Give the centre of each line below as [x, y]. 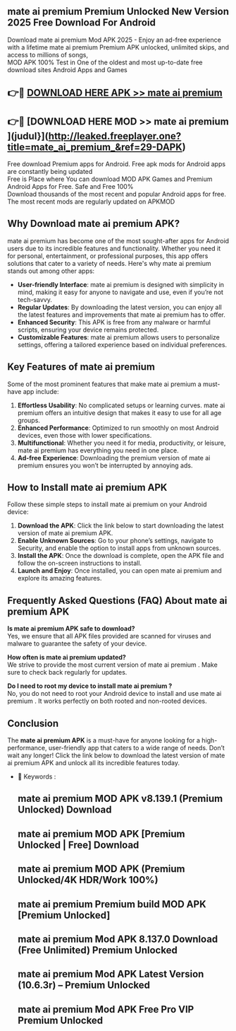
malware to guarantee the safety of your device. [77, 643]
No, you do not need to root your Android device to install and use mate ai [114, 694]
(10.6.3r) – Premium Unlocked [83, 985]
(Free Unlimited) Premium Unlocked [97, 950]
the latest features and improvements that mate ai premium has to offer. [121, 315]
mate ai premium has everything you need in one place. [98, 450]
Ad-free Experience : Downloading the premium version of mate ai [114, 458]
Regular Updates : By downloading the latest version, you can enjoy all [119, 307]
